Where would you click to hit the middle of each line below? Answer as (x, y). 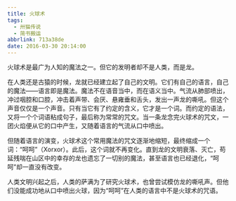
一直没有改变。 (44, 167)
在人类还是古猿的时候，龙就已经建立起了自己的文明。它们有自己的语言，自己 (118, 82)
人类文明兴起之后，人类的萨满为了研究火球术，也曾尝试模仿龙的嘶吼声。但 (115, 182)
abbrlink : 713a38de (36, 40)
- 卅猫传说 (27, 27)
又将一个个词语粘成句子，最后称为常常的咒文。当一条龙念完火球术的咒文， (115, 117)
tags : (15, 20)
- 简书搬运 (27, 33)
